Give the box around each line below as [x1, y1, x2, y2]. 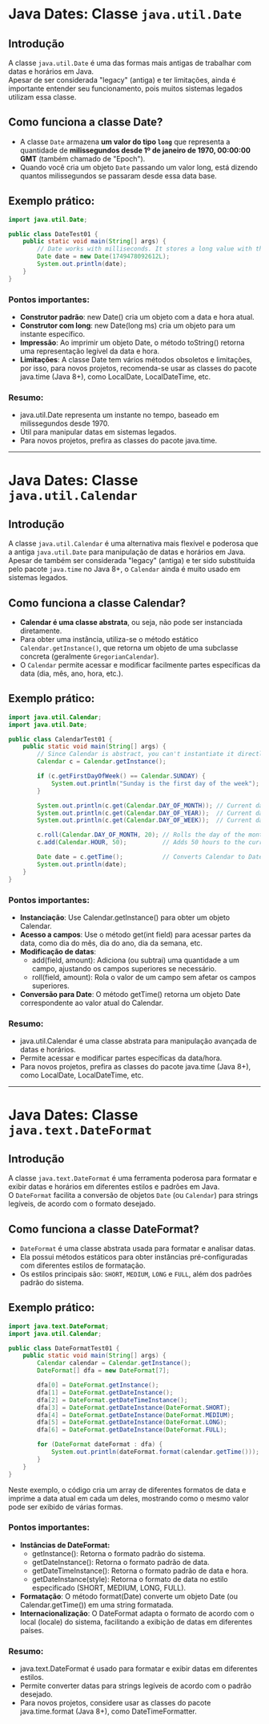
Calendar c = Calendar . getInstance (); [37, 758, 167, 766]
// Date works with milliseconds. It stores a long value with [37, 245, 252, 253]
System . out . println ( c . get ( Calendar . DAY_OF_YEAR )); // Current [37, 809, 252, 817]
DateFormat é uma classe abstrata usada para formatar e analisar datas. [19, 1244, 256, 1253]
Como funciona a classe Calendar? [8, 596, 187, 610]
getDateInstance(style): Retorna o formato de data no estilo [31, 1574, 228, 1583]
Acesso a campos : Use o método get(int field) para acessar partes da [19, 929, 251, 939]
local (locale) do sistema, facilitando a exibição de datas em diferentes [19, 1616, 253, 1627]
